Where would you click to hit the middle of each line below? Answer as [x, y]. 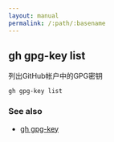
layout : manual [34, 16]
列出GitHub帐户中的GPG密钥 [55, 76]
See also [25, 112]
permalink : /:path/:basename [57, 23]
